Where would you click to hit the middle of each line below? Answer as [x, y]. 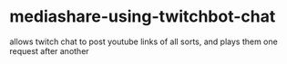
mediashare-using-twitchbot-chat [143, 17]
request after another [49, 50]
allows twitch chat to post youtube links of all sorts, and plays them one [143, 41]
